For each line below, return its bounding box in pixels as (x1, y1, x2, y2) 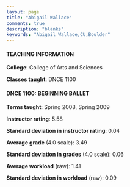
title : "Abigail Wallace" (6, 15, 72, 21)
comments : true (6, 20, 45, 26)
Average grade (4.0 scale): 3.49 (6, 138, 87, 146)
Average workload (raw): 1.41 (6, 162, 81, 169)
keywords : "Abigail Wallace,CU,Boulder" (6, 32, 111, 38)
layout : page (6, 9, 40, 15)
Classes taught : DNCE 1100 (6, 76, 76, 83)
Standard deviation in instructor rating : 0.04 (6, 127, 120, 134)
